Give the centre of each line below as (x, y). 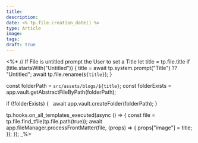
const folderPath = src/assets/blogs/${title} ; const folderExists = (89, 85)
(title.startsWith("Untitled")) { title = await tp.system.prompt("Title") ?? (92, 68)
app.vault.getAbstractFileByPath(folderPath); (61, 92)
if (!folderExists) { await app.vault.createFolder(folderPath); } (82, 103)
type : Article (24, 28)
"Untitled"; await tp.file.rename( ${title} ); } (59, 74)
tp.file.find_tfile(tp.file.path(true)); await (54, 121)
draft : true (21, 45)
